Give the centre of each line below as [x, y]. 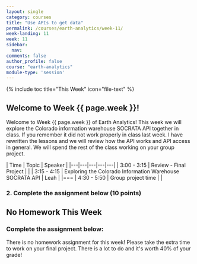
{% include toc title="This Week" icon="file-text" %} [70, 89]
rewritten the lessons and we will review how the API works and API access [98, 141]
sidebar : [17, 45]
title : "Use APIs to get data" [45, 23]
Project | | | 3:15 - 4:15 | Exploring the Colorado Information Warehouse [93, 171]
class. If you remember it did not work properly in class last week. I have [94, 135]
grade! [14, 255]
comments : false [26, 56]
